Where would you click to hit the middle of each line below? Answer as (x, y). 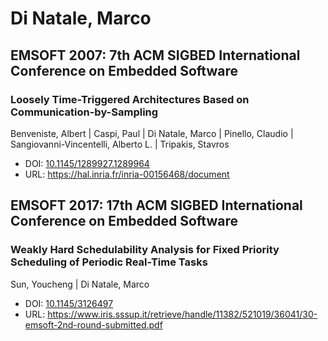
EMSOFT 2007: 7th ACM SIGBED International (155, 55)
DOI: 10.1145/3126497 (69, 303)
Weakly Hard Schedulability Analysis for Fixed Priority (145, 250)
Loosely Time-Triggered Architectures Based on (130, 99)
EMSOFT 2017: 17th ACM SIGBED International (156, 205)
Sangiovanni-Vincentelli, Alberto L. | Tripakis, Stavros (120, 144)
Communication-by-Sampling (84, 112)
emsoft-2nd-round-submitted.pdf (93, 324)
